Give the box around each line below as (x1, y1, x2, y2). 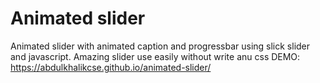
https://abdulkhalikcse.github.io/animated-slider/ (10, 61, 212, 73)
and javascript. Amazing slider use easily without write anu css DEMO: (10, 50, 301, 62)
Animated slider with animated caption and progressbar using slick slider (10, 40, 311, 52)
